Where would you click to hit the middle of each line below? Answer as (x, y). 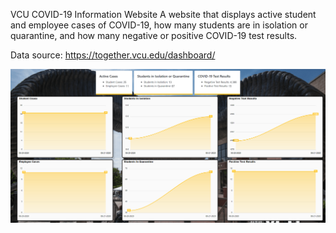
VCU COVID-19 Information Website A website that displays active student (163, 14)
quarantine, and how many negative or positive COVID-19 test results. (154, 35)
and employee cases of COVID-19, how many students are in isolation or (159, 25)
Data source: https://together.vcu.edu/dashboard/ (113, 55)
